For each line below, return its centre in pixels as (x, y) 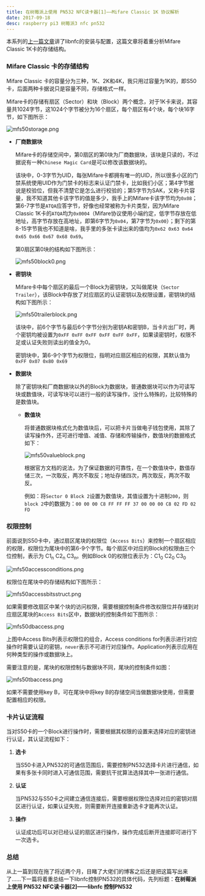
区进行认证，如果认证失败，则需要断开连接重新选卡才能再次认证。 (98, 806)
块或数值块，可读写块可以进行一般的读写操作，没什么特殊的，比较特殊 (103, 394)
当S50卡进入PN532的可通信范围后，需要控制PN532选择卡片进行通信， (104, 765)
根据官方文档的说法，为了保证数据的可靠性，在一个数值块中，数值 (107, 468)
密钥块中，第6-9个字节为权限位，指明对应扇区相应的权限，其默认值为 (103, 355)
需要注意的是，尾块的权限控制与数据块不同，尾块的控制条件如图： (89, 667)
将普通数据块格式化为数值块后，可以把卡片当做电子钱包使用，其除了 (110, 427)
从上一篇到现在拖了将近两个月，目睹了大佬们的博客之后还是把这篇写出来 (97, 872)
